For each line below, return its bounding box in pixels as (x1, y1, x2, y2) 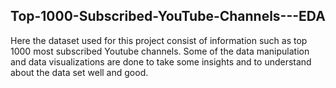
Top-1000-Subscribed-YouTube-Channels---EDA (10, 8, 326, 25)
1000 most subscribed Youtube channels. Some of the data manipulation (10, 45, 310, 57)
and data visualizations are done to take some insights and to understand (10, 55, 312, 68)
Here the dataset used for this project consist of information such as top (10, 34, 308, 46)
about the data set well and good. (10, 66, 149, 78)
